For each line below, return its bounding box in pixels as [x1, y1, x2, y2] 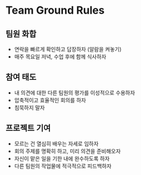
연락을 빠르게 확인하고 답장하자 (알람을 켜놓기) [14, 46, 122, 52]
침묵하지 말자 [14, 104, 45, 111]
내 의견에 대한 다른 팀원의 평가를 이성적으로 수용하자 [14, 89, 135, 96]
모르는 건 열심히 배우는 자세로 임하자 [14, 140, 99, 147]
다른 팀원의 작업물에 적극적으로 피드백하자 [14, 162, 112, 170]
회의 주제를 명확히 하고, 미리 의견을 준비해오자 [14, 147, 121, 155]
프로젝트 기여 [5, 123, 51, 133]
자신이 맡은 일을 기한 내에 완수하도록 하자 [14, 155, 110, 162]
